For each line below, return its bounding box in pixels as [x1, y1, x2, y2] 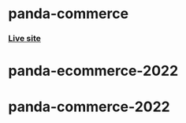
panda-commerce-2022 [8, 98, 171, 116]
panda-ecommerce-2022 [8, 62, 179, 80]
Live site [8, 33, 41, 44]
